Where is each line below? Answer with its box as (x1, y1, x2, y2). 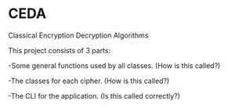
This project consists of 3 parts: (8, 45, 111, 55)
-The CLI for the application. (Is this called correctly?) (8, 91, 180, 100)
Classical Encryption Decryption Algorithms (8, 31, 149, 40)
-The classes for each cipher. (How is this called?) (8, 76, 170, 85)
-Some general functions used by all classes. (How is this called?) (8, 60, 221, 70)
